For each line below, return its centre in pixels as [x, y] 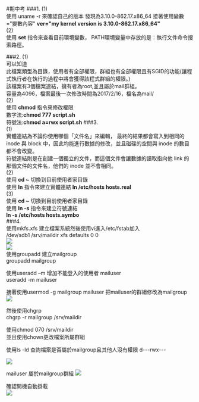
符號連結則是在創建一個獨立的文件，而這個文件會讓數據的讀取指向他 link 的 [98, 158]
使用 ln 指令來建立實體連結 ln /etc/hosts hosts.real [69, 187]
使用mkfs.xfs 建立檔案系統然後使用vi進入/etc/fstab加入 [73, 228]
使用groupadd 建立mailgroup [42, 254]
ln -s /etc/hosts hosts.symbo [43, 215]
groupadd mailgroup [31, 261]
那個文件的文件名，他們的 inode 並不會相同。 [61, 166]
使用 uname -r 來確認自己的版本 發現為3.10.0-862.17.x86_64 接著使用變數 [95, 16]
